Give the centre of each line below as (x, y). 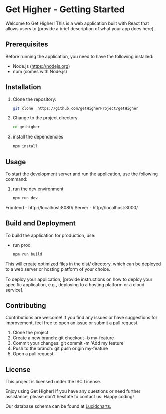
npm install (25, 146)
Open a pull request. (34, 354)
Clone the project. (31, 333)
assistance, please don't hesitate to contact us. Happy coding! (70, 397)
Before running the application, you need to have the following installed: (79, 56)
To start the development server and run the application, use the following (82, 174)
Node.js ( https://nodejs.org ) (41, 66)
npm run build (27, 254)
